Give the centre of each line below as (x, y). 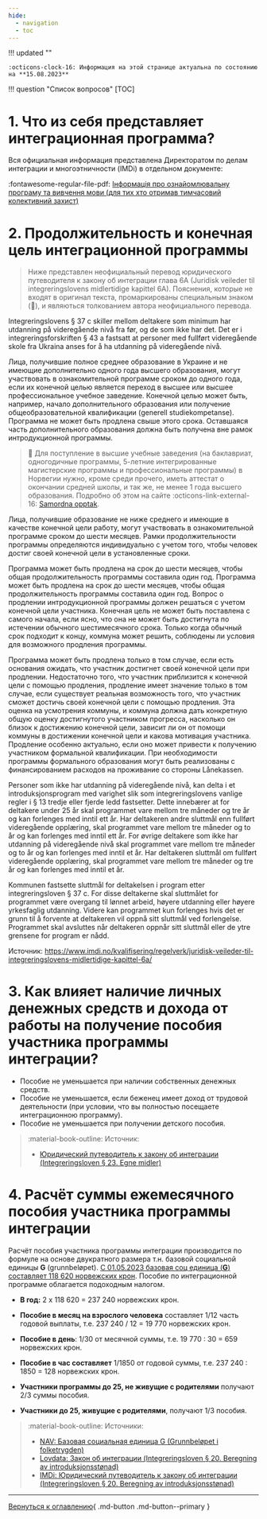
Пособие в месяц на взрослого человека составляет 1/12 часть (129, 1316)
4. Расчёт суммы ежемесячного (121, 1195)
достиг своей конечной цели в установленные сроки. (99, 553)
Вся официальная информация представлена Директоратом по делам (128, 161)
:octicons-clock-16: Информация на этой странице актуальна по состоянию (133, 68)
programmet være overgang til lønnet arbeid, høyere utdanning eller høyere (132, 902)
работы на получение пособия (115, 1025)
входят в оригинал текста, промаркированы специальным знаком (141, 297)
